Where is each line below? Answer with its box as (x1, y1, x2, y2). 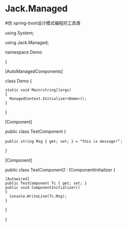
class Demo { (5, 78, 32, 84)
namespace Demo (5, 49, 42, 55)
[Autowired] (5, 176, 30, 181)
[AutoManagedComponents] (5, 68, 63, 74)
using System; (5, 30, 34, 36)
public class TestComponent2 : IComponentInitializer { (5, 167, 116, 172)
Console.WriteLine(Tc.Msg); (9, 194, 67, 199)
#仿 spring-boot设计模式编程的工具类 (5, 20, 81, 26)
